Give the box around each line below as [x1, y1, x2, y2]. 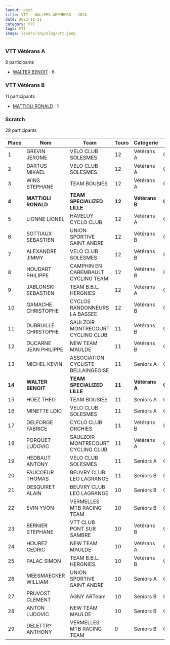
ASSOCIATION [70, 354, 105, 361]
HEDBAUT [26, 454, 51, 461]
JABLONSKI [26, 283, 55, 290]
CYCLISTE [70, 360, 95, 367]
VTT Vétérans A [5, 48, 46, 55]
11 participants [5, 93, 35, 99]
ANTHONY [26, 628, 52, 635]
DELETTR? [26, 622, 52, 629]
